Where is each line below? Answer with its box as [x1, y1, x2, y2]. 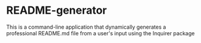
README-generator [6, 4, 107, 17]
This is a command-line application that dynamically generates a [6, 23, 167, 30]
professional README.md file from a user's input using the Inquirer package [6, 29, 195, 36]
